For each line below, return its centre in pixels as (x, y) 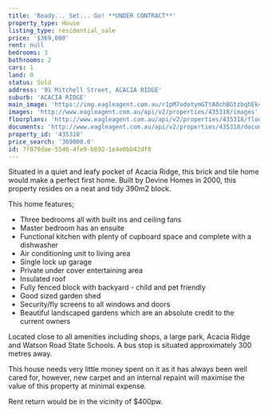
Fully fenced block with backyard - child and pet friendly (112, 287)
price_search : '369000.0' (51, 142)
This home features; (41, 204)
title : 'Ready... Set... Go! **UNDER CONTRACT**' (93, 16)
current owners (45, 321)
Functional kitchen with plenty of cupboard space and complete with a (136, 237)
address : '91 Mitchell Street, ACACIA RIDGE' (85, 90)
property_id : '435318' (46, 134)
